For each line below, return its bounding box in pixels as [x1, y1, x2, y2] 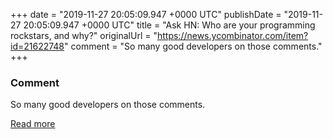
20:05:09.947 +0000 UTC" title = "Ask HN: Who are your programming [23, 19, 316, 31]
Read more [10, 118, 56, 130]
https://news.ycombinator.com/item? [156, 30, 309, 41]
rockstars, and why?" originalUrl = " [10, 30, 158, 41]
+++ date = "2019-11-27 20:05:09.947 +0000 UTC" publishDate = [10, 9, 282, 20]
